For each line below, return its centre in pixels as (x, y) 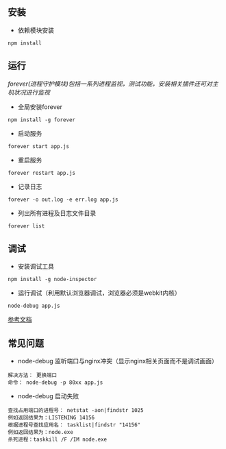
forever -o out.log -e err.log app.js (63, 199)
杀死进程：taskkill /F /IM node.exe (58, 440)
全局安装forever (40, 107)
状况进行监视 (32, 92)
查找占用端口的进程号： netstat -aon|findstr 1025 (76, 411)
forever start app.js (39, 146)
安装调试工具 (36, 267)
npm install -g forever (42, 120)
